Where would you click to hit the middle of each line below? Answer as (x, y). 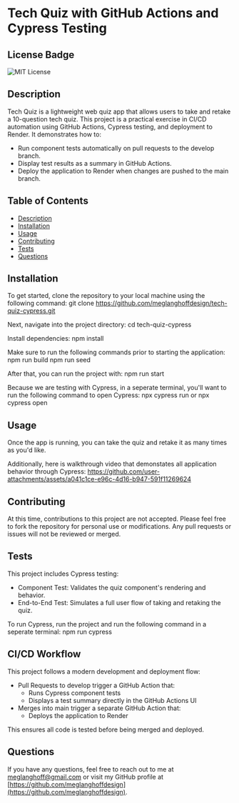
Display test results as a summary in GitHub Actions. (95, 163)
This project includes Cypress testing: (63, 574)
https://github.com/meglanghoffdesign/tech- (161, 303)
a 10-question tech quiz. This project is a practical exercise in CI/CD (107, 119)
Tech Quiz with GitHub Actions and (113, 13)
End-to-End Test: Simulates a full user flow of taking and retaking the (119, 602)
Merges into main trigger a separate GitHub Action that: (99, 708)
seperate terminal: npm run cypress (60, 632)
